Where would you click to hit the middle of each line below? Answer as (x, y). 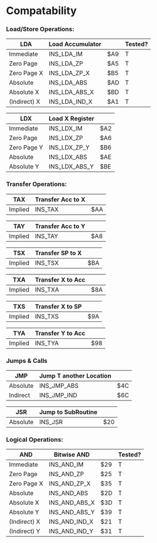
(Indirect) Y (25, 531)
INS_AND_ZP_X (70, 484)
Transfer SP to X (58, 253)
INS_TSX (47, 263)
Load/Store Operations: (40, 29)
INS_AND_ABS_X (72, 503)
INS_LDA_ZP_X (69, 73)
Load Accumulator (75, 44)
